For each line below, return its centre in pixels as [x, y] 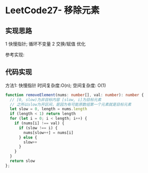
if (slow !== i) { [38, 128]
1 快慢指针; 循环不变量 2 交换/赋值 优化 [46, 44]
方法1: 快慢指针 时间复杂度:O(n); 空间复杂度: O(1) [56, 85]
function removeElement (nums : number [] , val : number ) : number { [75, 95]
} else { [28, 137]
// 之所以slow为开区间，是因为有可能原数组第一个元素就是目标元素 [71, 105]
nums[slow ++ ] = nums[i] [48, 132]
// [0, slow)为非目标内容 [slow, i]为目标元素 [55, 99]
